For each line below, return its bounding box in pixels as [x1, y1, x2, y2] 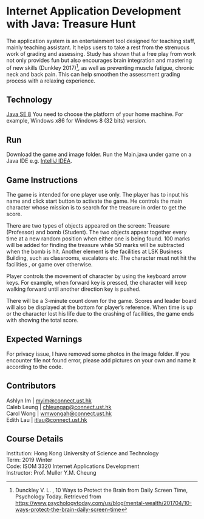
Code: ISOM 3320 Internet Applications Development [6, 463, 140, 470]
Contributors [6, 381, 56, 391]
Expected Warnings [6, 334, 83, 344]
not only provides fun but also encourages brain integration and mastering [6, 56, 192, 64]
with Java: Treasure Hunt [6, 17, 136, 31]
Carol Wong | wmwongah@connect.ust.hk [6, 410, 112, 417]
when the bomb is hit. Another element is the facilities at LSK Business [6, 248, 183, 256]
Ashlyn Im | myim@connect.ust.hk [6, 396, 92, 404]
